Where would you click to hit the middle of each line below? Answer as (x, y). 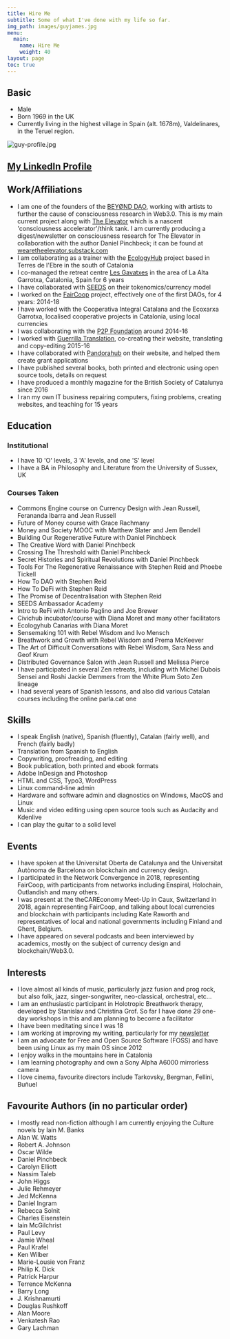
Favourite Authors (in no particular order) (97, 1106)
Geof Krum (33, 654)
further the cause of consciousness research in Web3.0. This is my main (120, 214)
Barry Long (33, 1291)
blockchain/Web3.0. (45, 951)
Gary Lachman (38, 1327)
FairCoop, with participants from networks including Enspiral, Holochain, (120, 885)
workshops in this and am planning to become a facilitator (112, 1018)
